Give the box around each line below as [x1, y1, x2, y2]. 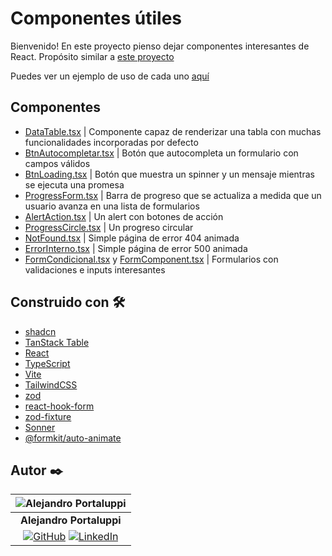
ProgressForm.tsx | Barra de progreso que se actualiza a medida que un [24, 189, 322, 201]
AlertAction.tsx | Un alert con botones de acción [24, 210, 224, 222]
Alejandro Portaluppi [20, 513, 122, 527]
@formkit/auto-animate [24, 432, 122, 444]
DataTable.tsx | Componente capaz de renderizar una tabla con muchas [24, 125, 322, 137]
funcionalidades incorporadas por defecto [24, 136, 199, 148]
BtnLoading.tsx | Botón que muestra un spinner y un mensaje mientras [24, 168, 315, 180]
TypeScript [24, 357, 71, 369]
